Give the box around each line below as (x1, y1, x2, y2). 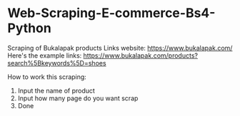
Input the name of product (17, 86, 95, 95)
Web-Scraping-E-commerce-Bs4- (7, 5, 216, 21)
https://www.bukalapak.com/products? (83, 51, 199, 60)
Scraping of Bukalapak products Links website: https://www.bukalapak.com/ (7, 43, 233, 52)
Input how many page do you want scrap (17, 94, 139, 102)
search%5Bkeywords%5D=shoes (7, 58, 106, 67)
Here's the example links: (7, 51, 82, 60)
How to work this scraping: (7, 73, 87, 81)
